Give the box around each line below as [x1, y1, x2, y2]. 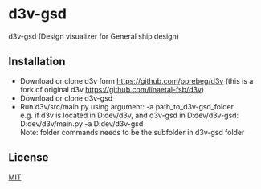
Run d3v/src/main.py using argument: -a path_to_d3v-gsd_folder [19, 101, 234, 111]
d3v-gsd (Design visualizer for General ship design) [8, 31, 179, 41]
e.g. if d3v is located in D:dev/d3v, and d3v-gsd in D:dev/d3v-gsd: [19, 110, 239, 120]
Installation [8, 55, 66, 68]
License [8, 150, 49, 165]
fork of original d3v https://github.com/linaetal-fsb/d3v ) [19, 84, 205, 94]
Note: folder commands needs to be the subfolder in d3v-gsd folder [19, 127, 245, 137]
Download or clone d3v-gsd [19, 93, 113, 103]
